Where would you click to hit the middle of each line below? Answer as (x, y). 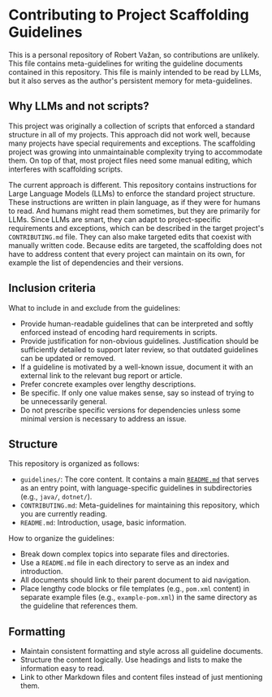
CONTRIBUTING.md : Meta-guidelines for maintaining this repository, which (140, 505)
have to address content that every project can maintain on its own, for (127, 254)
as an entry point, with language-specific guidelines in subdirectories (136, 488)
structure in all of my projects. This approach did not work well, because (130, 134)
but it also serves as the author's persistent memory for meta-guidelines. (131, 81)
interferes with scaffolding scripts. (66, 169)
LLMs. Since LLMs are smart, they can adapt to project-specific (115, 219)
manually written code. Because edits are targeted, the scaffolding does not (135, 245)
